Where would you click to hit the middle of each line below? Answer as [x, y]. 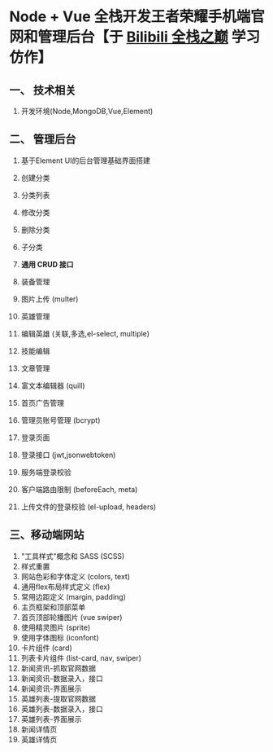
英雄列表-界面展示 [51, 719]
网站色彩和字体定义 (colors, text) [76, 576]
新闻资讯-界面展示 [51, 688]
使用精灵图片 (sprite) [56, 627]
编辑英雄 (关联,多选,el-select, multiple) [85, 333]
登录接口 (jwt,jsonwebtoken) [68, 455]
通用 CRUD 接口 [47, 264]
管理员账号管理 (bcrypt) [61, 420]
